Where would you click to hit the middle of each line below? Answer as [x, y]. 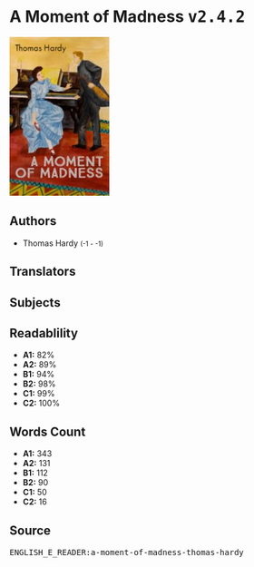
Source [30, 530]
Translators [43, 272]
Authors [33, 221]
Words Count [48, 431]
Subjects [35, 303]
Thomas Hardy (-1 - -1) [63, 243]
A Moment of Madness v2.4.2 [127, 17]
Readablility [44, 333]
